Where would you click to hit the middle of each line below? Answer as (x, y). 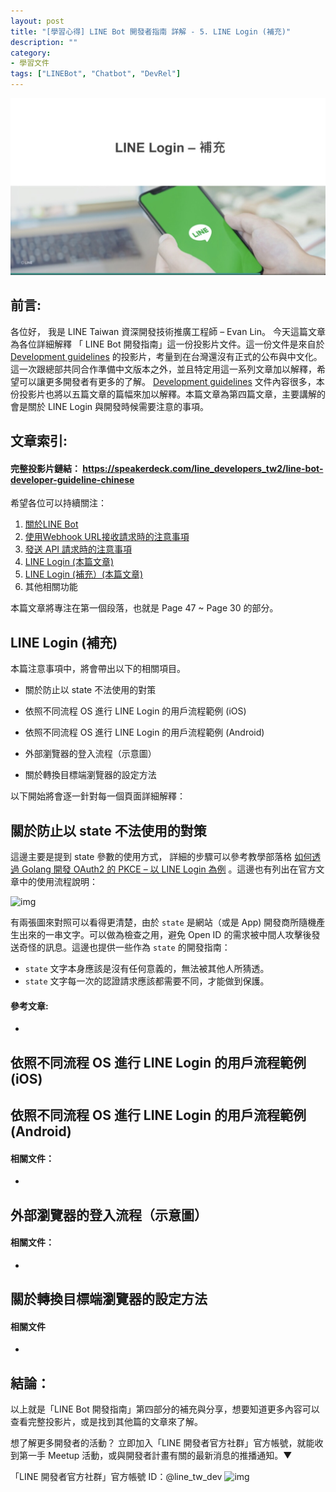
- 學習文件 (30, 63)
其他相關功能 (51, 587)
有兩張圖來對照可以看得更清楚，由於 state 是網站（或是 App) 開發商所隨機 (163, 922)
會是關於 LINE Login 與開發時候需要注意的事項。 (110, 406)
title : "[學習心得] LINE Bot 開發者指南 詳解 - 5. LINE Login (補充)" (151, 31)
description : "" (44, 42)
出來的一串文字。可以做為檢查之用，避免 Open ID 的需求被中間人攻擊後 (165, 935)
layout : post (37, 21)
